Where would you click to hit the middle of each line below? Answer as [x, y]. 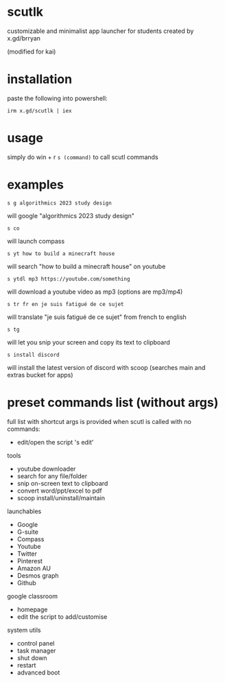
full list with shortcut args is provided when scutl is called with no [99, 421]
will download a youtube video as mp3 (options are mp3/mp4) [95, 292]
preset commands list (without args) [113, 402]
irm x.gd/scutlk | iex [39, 110]
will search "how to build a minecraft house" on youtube [86, 266]
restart [26, 665]
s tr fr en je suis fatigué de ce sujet [66, 304]
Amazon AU [34, 568]
